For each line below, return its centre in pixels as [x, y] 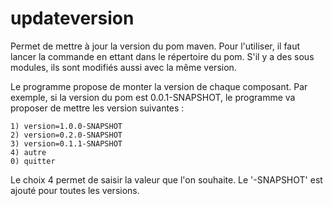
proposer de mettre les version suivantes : [97, 108]
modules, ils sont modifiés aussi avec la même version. [123, 67]
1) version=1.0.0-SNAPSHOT [66, 126]
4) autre [28, 152]
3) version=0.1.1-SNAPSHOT [66, 143]
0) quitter [33, 161]
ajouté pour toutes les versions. [75, 190]
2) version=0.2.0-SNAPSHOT [66, 135]
